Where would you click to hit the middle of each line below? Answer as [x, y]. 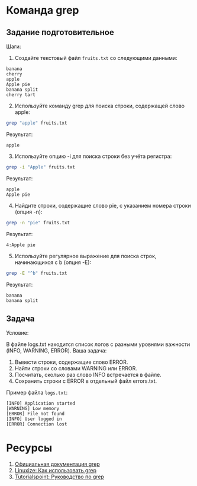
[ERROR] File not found [35, 414]
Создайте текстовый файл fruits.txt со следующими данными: [96, 58]
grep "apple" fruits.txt [37, 123]
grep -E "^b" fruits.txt [37, 273]
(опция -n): [28, 212]
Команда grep [43, 10]
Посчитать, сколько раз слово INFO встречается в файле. [88, 375]
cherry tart [21, 95]
